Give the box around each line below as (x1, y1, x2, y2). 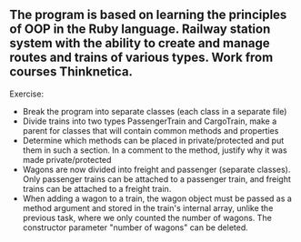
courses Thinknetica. (9, 64, 134, 80)
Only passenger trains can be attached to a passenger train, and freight (22, 173, 291, 185)
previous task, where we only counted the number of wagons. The (22, 212, 273, 223)
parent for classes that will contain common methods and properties (22, 125, 279, 136)
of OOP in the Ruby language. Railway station (9, 22, 271, 37)
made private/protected (22, 154, 112, 165)
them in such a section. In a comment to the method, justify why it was (22, 145, 288, 156)
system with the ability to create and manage (9, 35, 270, 51)
